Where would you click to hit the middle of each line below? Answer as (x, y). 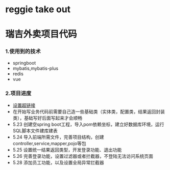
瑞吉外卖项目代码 (41, 34)
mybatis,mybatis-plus (35, 68)
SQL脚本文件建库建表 (35, 130)
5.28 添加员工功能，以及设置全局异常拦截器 (58, 162)
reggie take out (38, 9)
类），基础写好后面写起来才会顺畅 (47, 118)
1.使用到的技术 (23, 51)
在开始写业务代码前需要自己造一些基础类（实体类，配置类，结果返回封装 (89, 111)
